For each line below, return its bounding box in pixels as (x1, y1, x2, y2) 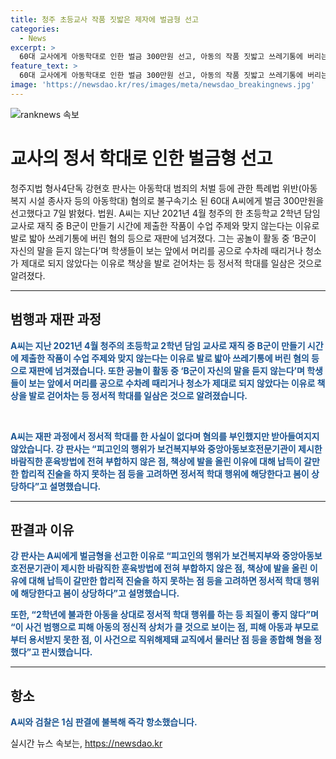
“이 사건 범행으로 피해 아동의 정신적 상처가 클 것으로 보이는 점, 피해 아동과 (10, 621, 293, 633)
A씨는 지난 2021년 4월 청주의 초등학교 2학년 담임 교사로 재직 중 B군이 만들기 (10, 339, 306, 351)
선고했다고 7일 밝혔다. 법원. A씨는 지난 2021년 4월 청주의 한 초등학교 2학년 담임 (10, 207, 321, 219)
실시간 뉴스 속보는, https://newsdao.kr (10, 737, 163, 750)
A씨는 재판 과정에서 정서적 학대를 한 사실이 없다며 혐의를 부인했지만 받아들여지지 (10, 430, 320, 442)
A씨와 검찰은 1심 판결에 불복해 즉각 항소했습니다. (10, 716, 198, 728)
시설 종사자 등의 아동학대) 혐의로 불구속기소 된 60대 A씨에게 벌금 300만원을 (28, 194, 325, 206)
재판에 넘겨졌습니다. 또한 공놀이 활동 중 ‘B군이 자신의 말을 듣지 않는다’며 (28, 364, 305, 376)
